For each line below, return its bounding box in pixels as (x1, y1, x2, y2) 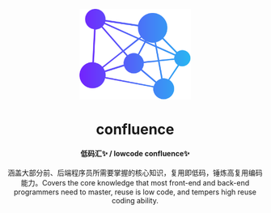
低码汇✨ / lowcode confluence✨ (80, 148, 190, 158)
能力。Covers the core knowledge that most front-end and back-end (20, 178, 250, 188)
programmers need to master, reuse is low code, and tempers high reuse (14, 187, 256, 197)
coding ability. (112, 196, 159, 206)
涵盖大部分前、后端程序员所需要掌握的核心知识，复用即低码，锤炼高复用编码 (7, 168, 263, 178)
